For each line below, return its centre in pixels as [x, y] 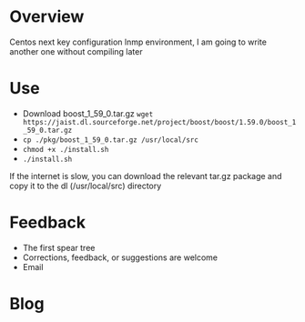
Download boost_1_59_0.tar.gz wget [88, 113]
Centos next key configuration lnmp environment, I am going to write [138, 42]
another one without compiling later [76, 51]
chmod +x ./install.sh [66, 149]
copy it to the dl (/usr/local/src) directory [86, 186]
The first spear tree [59, 247]
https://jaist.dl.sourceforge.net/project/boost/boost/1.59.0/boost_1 [159, 122]
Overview [47, 17]
